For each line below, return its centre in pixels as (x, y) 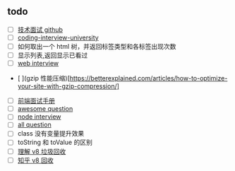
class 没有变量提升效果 (51, 134)
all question (34, 125)
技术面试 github (40, 29)
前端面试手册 (36, 101)
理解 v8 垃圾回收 (42, 151)
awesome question (45, 109)
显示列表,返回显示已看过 (53, 55)
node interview (39, 117)
